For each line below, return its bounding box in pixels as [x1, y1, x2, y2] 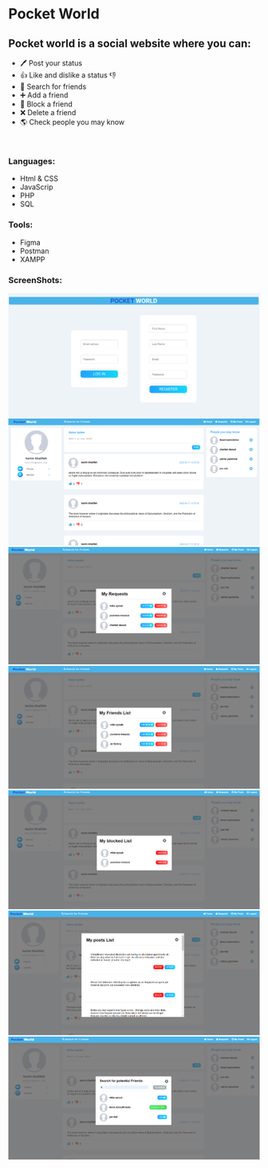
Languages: [8, 155, 56, 166]
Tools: [8, 219, 33, 230]
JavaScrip [19, 182, 53, 192]
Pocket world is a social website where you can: [8, 37, 251, 50]
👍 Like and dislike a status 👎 [19, 70, 117, 80]
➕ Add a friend [19, 90, 69, 100]
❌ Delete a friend [19, 108, 77, 117]
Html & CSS [19, 173, 58, 184]
